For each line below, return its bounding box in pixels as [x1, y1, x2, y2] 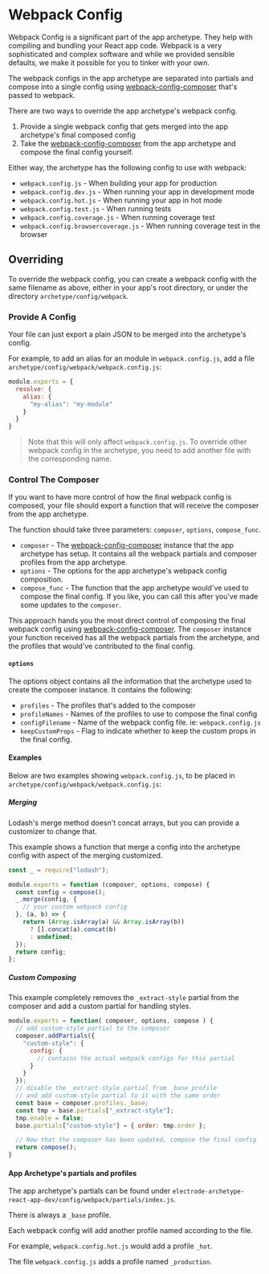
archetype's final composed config [19, 130, 137, 140]
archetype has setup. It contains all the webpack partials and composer [19, 549, 257, 559]
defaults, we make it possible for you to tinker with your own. [8, 58, 210, 67]
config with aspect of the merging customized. [8, 850, 163, 860]
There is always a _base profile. [8, 1211, 112, 1220]
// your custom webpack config [22, 903, 128, 911]
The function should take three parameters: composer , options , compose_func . [8, 525, 261, 535]
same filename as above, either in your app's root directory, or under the [8, 283, 249, 292]
